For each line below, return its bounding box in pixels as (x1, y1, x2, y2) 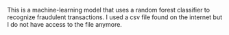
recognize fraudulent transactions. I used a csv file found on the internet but (7, 13, 223, 21)
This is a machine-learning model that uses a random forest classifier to (7, 6, 210, 14)
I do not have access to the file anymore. (7, 21, 122, 28)
